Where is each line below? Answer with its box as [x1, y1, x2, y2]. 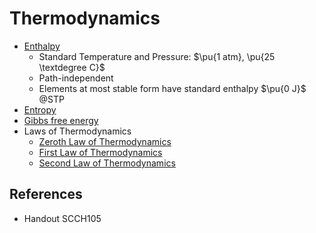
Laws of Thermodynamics [23, 125, 132, 137]
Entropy [23, 103, 57, 116]
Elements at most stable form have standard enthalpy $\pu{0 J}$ [38, 82, 307, 94]
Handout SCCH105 [23, 212, 102, 224]
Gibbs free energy [23, 114, 99, 126]
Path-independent [38, 72, 114, 84]
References [9, 186, 83, 203]
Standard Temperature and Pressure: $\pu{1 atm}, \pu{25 [38, 50, 276, 62]
